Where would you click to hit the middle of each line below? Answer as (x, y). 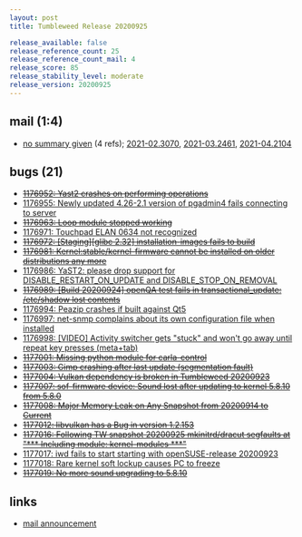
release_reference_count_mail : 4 (73, 60)
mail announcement (59, 523)
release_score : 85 (44, 68)
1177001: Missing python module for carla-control (114, 357)
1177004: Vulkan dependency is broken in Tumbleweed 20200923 (146, 376)
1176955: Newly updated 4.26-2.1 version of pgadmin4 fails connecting (155, 203)
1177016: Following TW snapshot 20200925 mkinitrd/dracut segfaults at (156, 434)
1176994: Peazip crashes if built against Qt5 (104, 309)
